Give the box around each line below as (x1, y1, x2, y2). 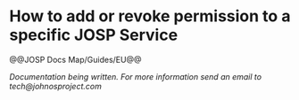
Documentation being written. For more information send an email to (9, 71, 262, 81)
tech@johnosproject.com (9, 81, 103, 91)
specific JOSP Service (9, 25, 179, 45)
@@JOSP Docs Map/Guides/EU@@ (9, 54, 142, 65)
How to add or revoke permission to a (9, 6, 291, 27)
